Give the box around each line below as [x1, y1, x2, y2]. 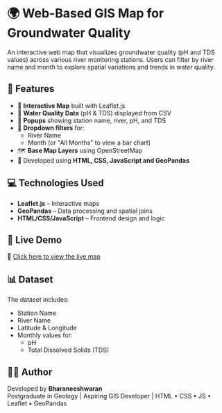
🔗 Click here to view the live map [7, 252, 101, 261]
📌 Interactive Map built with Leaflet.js [17, 102, 126, 110]
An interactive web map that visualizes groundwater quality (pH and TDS [7, 48, 215, 56]
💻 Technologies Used [7, 177, 104, 189]
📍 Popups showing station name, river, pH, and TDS [17, 116, 166, 124]
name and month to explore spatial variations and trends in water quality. [7, 63, 215, 71]
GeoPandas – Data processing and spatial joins [17, 206, 153, 215]
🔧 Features [7, 83, 55, 95]
